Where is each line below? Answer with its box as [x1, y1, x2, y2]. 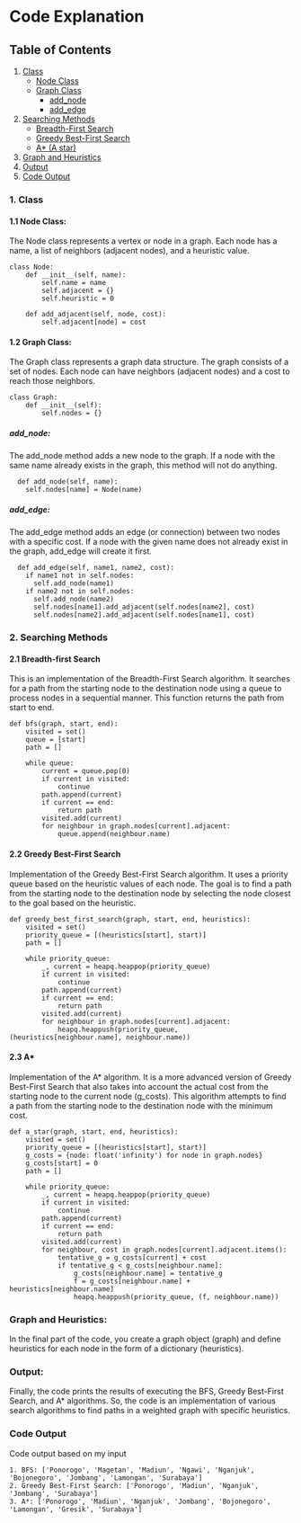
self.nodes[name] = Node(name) [25, 485, 143, 494]
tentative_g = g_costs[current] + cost [57, 1252, 207, 1262]
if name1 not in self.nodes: [25, 571, 135, 581]
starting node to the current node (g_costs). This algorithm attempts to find [9, 1091, 287, 1101]
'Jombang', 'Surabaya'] [9, 1489, 99, 1498]
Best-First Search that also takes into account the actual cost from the [9, 1081, 270, 1091]
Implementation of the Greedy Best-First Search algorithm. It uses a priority [9, 868, 289, 879]
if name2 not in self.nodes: [25, 587, 135, 596]
